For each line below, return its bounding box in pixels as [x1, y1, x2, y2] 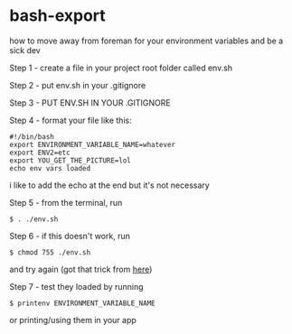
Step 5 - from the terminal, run [9, 197, 123, 208]
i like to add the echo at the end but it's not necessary [9, 180, 210, 190]
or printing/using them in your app [9, 314, 137, 325]
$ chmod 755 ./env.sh [9, 247, 91, 257]
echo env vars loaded [9, 163, 91, 172]
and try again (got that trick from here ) [9, 264, 153, 274]
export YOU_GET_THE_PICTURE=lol [9, 155, 131, 165]
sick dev [9, 44, 41, 55]
